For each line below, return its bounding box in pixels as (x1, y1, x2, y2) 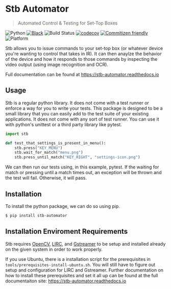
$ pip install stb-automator (5, 213, 67, 218)
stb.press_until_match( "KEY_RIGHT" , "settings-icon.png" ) (14, 155, 140, 160)
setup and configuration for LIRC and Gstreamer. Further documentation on (5, 267, 164, 273)
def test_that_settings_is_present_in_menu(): (5, 140, 106, 146)
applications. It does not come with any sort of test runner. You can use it (5, 116, 159, 122)
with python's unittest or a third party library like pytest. (5, 121, 123, 128)
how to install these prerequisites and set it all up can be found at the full (5, 272, 158, 278)
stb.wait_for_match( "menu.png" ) (14, 150, 83, 155)
